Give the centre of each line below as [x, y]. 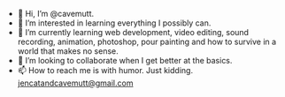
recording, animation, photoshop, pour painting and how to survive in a [147, 41]
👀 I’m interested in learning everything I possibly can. [114, 23]
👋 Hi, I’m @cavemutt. [56, 14]
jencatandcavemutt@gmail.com [75, 83]
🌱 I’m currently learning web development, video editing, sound [133, 32]
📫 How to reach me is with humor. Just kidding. [105, 70]
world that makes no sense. [68, 51]
